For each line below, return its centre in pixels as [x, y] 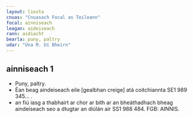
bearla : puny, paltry [33, 39]
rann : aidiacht [25, 34]
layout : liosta [25, 12]
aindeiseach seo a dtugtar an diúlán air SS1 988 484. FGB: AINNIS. [97, 108]
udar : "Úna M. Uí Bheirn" [38, 45]
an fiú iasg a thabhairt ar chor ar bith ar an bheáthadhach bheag [94, 103]
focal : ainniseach [29, 23]
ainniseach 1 [30, 69]
